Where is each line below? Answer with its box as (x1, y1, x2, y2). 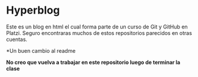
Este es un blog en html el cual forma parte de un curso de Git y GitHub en (6, 23, 188, 30)
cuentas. (6, 36, 28, 43)
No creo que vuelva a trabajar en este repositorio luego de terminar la (6, 59, 181, 66)
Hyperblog (6, 4, 60, 17)
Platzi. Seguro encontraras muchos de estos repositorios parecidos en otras (6, 29, 193, 36)
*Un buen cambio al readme (6, 47, 76, 54)
